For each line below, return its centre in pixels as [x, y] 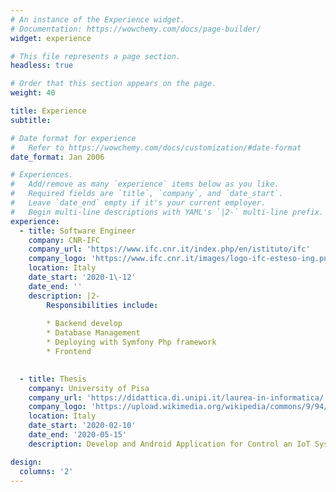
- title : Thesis [53, 379]
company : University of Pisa [89, 388]
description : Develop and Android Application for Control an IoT [169, 444]
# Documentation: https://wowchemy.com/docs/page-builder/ [136, 29]
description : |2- [64, 296]
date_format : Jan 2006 [57, 157]
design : [26, 462]
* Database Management [93, 333]
